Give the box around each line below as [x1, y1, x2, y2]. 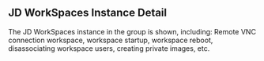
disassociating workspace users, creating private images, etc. [8, 43, 210, 53]
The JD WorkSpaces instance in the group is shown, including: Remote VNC [8, 27, 257, 36]
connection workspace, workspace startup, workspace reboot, [8, 35, 213, 45]
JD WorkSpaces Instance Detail [8, 6, 168, 20]
